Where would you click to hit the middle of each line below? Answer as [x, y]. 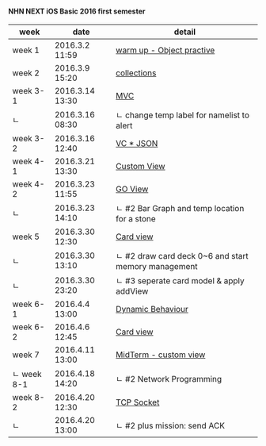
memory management [157, 267]
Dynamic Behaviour [152, 310]
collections [136, 73]
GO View [132, 189]
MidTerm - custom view [161, 355]
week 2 [26, 73]
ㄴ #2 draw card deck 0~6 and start [182, 256]
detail [185, 32]
